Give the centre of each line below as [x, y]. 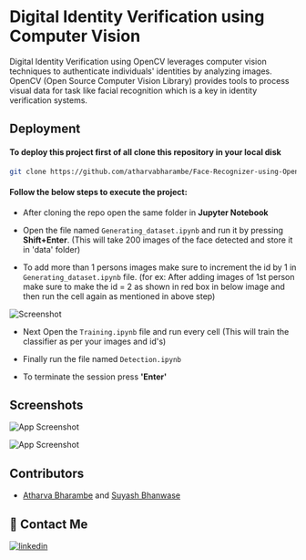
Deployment [45, 129]
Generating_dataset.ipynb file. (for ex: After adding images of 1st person [158, 276]
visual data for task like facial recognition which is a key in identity [133, 90]
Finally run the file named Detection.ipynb [102, 358]
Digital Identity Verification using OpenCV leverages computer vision [138, 61]
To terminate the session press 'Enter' [95, 377]
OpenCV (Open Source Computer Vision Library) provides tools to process [149, 80]
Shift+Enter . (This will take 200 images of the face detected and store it [158, 240]
